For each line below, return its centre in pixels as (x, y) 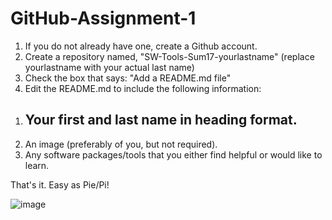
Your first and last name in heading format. (161, 120)
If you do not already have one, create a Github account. (141, 46)
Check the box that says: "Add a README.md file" (128, 78)
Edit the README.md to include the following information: (143, 88)
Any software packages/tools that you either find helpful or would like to (173, 154)
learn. (37, 165)
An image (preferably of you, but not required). (121, 144)
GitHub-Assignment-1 (103, 18)
